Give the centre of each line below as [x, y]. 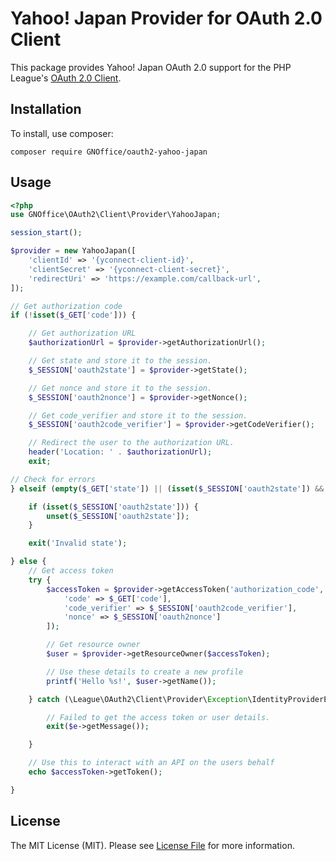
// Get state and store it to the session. [120, 361]
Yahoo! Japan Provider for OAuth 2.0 [166, 18]
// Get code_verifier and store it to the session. [138, 415]
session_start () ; [46, 233]
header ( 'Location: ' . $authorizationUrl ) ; [120, 452]
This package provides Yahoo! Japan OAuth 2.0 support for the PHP [151, 67]
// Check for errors [53, 479]
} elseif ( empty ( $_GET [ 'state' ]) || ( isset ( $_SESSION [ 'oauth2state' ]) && [167, 488]
